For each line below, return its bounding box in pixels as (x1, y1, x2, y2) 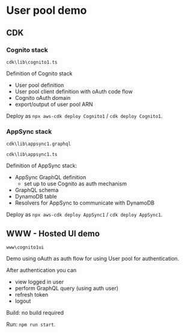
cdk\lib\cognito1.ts (6, 59, 58, 65)
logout (14, 297, 31, 305)
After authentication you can (6, 266, 77, 274)
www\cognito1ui (6, 244, 44, 250)
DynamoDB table (14, 193, 57, 200)
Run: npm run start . (6, 320, 56, 328)
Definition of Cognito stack (6, 70, 73, 77)
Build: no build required (6, 309, 64, 316)
